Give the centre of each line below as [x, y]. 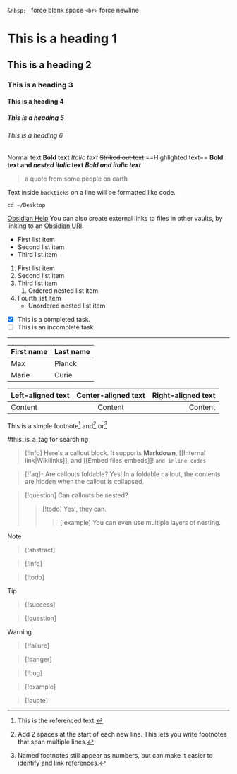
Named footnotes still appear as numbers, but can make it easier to [115, 756]
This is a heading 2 [49, 65]
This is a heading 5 [36, 117]
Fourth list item [39, 298]
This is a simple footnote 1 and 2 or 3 [57, 425]
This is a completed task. [54, 319]
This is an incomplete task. [56, 327]
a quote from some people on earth [76, 179]
